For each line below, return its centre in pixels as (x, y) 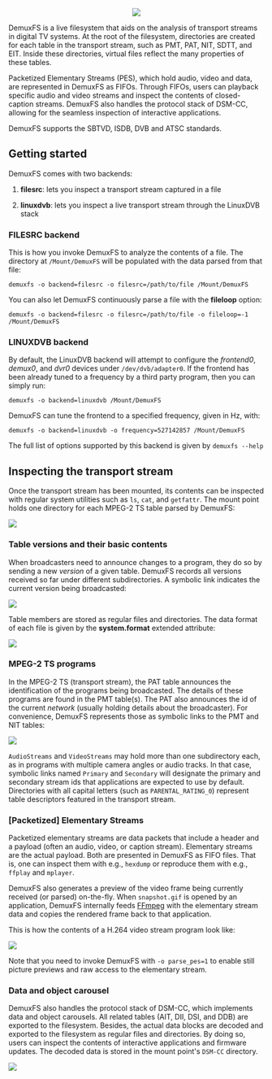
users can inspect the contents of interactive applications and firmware (128, 1043)
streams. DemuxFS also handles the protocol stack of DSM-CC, (142, 104)
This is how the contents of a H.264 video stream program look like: (122, 930)
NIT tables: (27, 724)
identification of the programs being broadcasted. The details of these (126, 690)
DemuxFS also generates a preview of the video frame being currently (126, 888)
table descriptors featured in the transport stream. (92, 799)
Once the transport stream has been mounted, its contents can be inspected (136, 491)
